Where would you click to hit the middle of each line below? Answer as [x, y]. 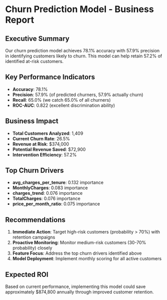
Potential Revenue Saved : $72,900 [49, 149]
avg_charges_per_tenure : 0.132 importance [58, 183]
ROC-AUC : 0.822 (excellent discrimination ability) [64, 105]
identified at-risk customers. [34, 61]
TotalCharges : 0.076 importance [46, 199]
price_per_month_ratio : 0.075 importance [56, 204]
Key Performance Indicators [50, 77]
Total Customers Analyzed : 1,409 [48, 133]
